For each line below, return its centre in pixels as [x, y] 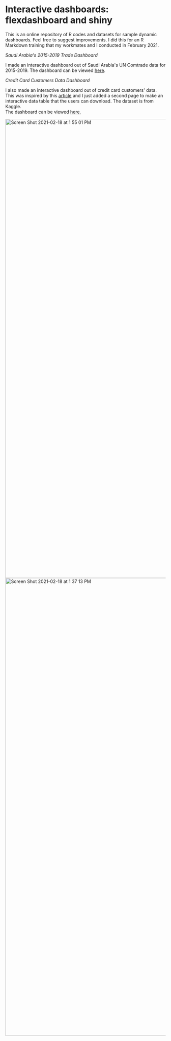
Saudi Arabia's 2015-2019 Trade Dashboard [52, 55]
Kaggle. [13, 106]
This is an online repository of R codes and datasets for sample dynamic [81, 34]
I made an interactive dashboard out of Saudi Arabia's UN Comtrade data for [85, 65]
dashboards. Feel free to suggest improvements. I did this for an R [75, 40]
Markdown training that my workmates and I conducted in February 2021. [82, 45]
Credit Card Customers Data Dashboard [48, 80]
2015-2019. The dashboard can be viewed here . [55, 70]
